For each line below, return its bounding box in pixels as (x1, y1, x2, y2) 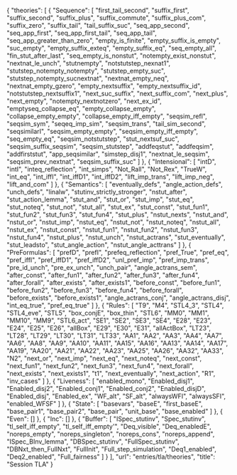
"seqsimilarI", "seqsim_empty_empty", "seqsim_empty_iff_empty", (6, 127, 199, 135)
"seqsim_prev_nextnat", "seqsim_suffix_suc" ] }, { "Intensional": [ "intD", (6, 157, 217, 166)
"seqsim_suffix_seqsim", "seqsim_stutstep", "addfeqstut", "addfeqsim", (6, 142, 214, 150)
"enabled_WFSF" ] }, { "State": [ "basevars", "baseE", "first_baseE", (6, 400, 203, 408)
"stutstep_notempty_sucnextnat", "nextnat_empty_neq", (6, 74, 170, 83)
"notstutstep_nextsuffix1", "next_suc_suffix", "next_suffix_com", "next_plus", (6, 89, 228, 98)
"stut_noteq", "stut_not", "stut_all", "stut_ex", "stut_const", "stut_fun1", (6, 203, 210, 211)
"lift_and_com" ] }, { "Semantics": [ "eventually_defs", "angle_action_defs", (6, 180, 223, 188)
